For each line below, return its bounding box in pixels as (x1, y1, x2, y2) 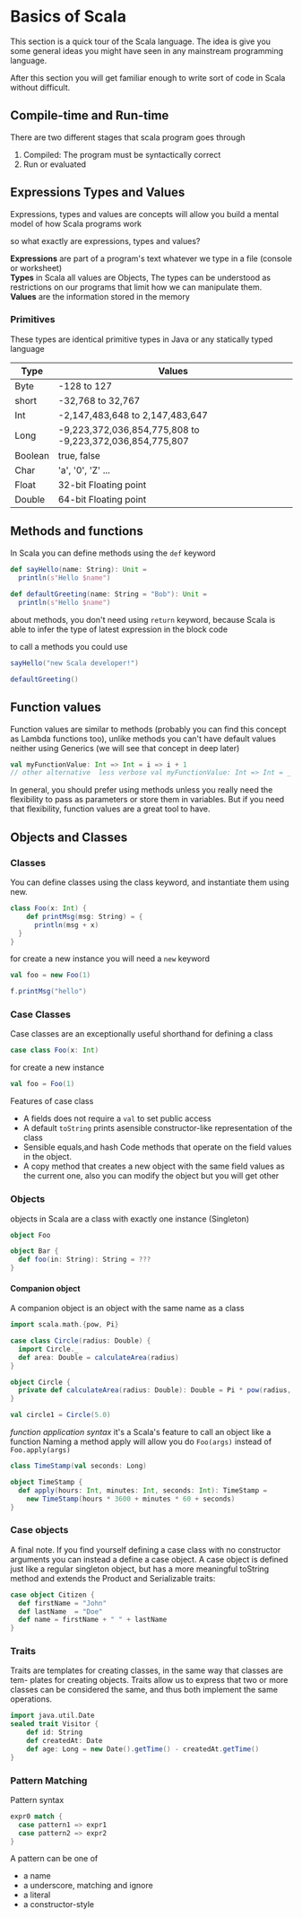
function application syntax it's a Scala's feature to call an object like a (10, 1427, 272, 1438)
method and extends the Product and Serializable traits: (10, 1572, 216, 1583)
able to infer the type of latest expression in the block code (10, 624, 228, 635)
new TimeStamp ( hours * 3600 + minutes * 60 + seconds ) (26, 1494, 236, 1503)
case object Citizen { (10, 1590, 95, 1599)
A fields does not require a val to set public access (22, 1113, 211, 1124)
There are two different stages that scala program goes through (10, 132, 246, 143)
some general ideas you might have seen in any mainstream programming (10, 45, 284, 56)
